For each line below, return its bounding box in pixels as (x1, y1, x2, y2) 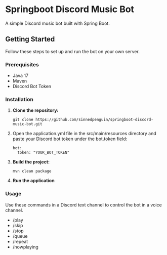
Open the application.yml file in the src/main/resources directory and (12, 131, 157, 137)
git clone (12, 117, 34, 122)
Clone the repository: (12, 107, 59, 113)
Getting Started (5, 35, 55, 44)
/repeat (12, 238, 28, 244)
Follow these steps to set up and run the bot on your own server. (5, 48, 140, 54)
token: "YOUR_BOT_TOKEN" (17, 150, 70, 155)
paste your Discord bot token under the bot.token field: (12, 136, 128, 142)
